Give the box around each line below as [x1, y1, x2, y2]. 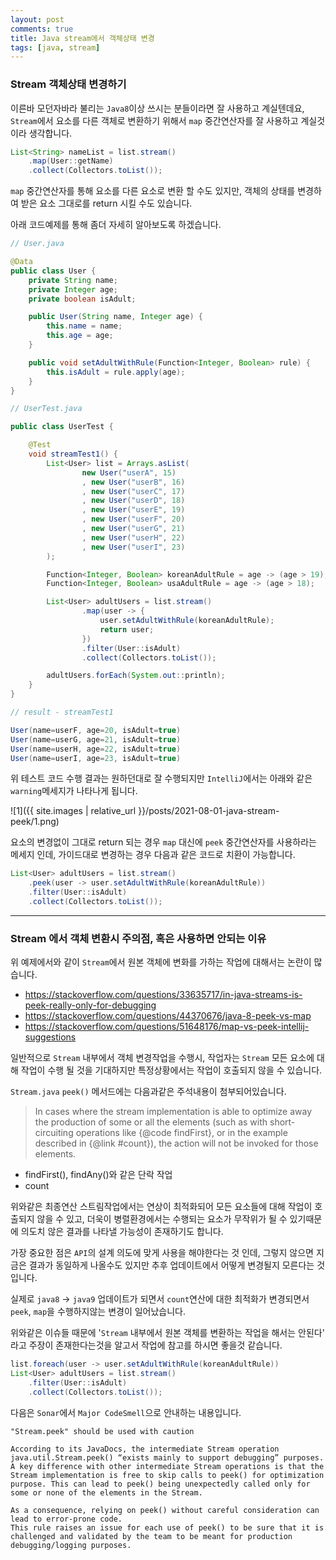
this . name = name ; [46, 321, 123, 331]
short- [269, 1116, 296, 1128]
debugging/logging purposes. [10, 1540, 132, 1550]
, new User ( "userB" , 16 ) [81, 477, 186, 487]
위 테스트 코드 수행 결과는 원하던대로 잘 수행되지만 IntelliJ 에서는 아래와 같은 [10, 772, 313, 785]
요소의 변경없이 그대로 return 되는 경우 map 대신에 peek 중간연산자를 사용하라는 [10, 836, 317, 848]
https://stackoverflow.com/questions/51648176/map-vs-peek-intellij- [24, 1021, 310, 1033]
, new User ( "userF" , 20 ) [81, 514, 186, 525]
